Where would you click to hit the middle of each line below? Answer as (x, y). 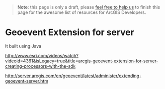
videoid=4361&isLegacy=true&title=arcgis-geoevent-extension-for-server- (82, 61)
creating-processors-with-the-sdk (41, 66)
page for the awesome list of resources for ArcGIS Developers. (82, 12)
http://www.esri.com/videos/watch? (42, 55)
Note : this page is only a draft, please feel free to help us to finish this (89, 7)
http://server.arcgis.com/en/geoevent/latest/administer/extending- (73, 76)
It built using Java (23, 46)
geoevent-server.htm (27, 81)
